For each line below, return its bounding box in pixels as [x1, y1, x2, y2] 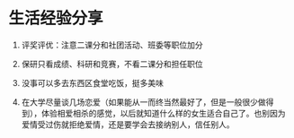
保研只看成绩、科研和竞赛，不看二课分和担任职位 [21, 58, 203, 69]
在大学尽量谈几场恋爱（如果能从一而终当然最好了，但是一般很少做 [21, 96, 266, 108]
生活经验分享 [8, 8, 104, 29]
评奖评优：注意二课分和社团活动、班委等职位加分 [21, 39, 203, 50]
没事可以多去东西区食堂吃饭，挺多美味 [21, 77, 164, 88]
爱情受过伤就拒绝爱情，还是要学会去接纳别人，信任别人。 [21, 118, 235, 130]
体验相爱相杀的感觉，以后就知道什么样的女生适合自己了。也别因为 [40, 108, 286, 118]
